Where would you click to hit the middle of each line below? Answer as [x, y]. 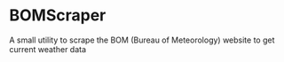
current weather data [48, 49]
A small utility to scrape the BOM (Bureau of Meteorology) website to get [142, 40]
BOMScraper [58, 15]
